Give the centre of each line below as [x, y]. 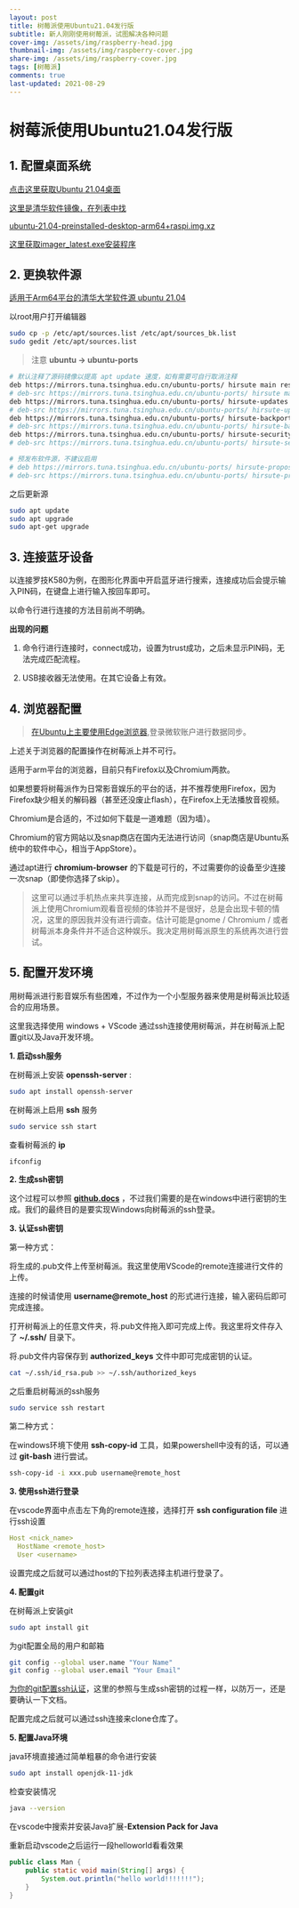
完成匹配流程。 [57, 659]
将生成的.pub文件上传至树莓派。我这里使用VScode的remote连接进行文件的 [146, 1266]
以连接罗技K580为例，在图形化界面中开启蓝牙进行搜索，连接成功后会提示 [144, 580]
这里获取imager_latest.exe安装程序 [73, 244]
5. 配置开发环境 [51, 973]
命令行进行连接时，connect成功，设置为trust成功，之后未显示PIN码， [149, 648]
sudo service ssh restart [57, 1408]
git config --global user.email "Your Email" [95, 1671]
